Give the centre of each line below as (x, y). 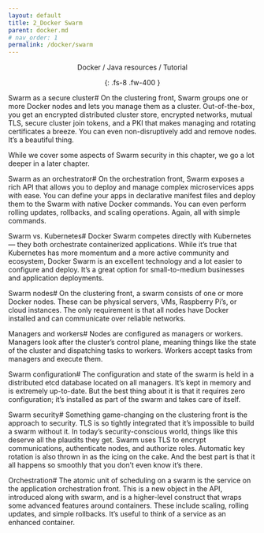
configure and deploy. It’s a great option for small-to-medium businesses (126, 270)
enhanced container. (41, 523)
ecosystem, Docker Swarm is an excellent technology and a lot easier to (125, 261)
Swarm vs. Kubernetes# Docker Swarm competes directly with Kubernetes (130, 236)
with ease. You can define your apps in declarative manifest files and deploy (132, 196)
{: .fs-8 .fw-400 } (132, 83)
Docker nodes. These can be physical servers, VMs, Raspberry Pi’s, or (123, 302)
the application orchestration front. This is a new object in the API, (115, 489)
